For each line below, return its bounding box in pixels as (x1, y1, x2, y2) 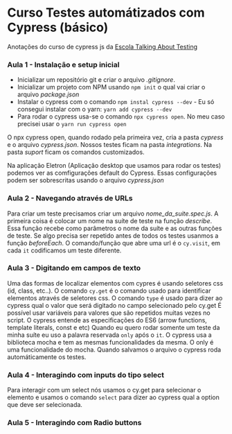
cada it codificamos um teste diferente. (7, 246, 122, 254)
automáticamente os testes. (7, 352, 87, 361)
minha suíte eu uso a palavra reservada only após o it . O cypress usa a (7, 331, 213, 339)
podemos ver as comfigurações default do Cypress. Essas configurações (7, 168, 217, 177)
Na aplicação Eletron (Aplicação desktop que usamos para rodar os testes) (7, 162, 222, 170)
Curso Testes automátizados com (7, 5, 205, 21)
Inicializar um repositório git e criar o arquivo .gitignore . (17, 76, 175, 84)
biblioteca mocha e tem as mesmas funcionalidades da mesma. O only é (7, 338, 214, 346)
